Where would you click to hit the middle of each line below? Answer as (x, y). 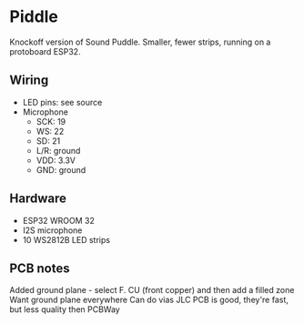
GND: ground (61, 169)
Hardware (38, 199)
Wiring (29, 81)
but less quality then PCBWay (65, 309)
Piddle (34, 17)
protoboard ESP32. (45, 51)
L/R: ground (58, 150)
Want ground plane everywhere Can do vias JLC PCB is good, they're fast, (149, 300)
